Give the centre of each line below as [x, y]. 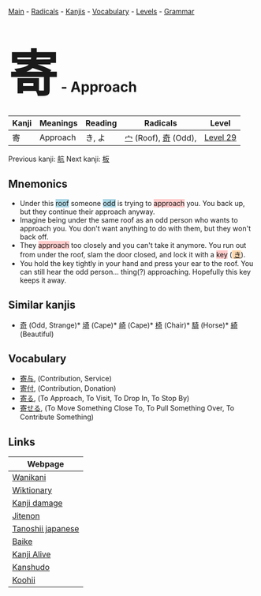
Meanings [58, 123]
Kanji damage [37, 503]
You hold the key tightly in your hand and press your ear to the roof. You [136, 263]
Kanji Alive [32, 554]
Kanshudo [31, 568]
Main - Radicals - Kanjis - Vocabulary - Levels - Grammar [101, 11]
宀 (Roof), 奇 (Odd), [161, 137]
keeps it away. [43, 280]
